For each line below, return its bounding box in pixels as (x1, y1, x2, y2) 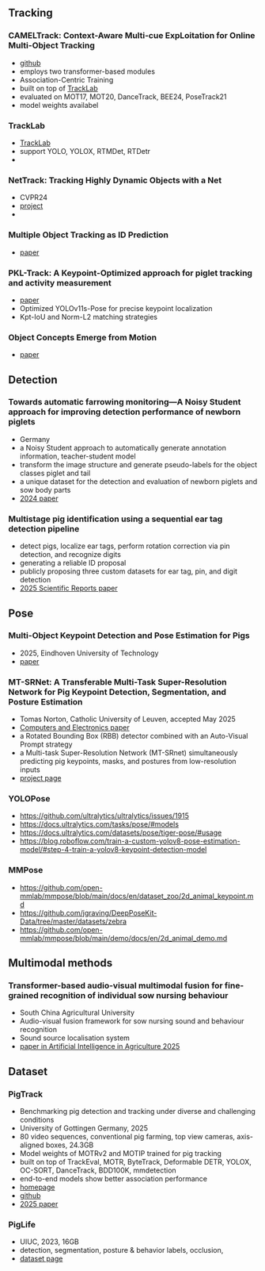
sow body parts (19, 485, 71, 494)
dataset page (19, 1254, 63, 1264)
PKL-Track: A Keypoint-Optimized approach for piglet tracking (8, 267, 253, 278)
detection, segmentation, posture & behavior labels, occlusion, (19, 1246, 224, 1255)
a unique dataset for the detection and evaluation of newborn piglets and (19, 476, 258, 486)
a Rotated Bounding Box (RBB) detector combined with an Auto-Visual (19, 731, 248, 741)
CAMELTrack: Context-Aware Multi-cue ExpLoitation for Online (8, 30, 256, 41)
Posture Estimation (8, 696, 83, 707)
